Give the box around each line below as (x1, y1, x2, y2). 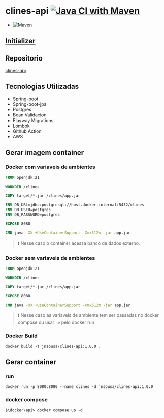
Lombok (12, 123, 30, 129)
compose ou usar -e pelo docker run (17, 319, 95, 325)
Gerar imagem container (5, 148, 84, 157)
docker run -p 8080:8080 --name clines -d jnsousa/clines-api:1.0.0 (5, 384, 153, 390)
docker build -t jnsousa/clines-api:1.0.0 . (5, 344, 101, 349)
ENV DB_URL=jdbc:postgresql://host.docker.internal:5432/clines (5, 202, 144, 208)
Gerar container (5, 357, 57, 366)
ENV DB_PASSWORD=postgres (5, 212, 60, 217)
